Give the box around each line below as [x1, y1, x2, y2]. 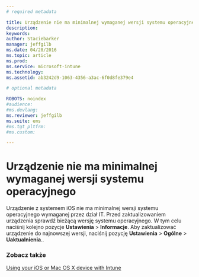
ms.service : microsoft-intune [6, 63, 81, 69]
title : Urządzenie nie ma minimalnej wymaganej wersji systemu [6, 19, 166, 26]
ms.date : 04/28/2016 [6, 47, 57, 53]
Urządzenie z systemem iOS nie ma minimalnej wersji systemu [6, 205, 159, 212]
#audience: [6, 101, 33, 107]
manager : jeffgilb [6, 42, 52, 47]
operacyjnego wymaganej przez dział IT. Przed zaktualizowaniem [6, 211, 166, 218]
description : [6, 25, 38, 31]
